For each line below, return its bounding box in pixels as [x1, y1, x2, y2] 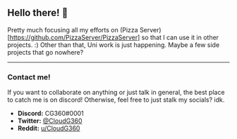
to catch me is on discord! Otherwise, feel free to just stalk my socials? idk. [7, 95, 225, 104]
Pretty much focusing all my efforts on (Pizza [7, 25, 139, 34]
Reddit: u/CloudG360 [17, 124, 80, 133]
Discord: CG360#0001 [17, 110, 85, 118]
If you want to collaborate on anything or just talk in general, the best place [7, 88, 225, 97]
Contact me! [7, 72, 51, 81]
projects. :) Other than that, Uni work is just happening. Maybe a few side [7, 40, 220, 49]
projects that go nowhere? [7, 48, 84, 56]
